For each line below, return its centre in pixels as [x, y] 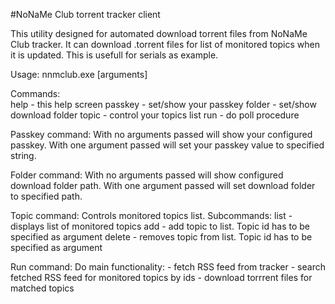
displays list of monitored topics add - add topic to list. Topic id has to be [160, 226]
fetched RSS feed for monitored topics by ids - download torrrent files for [161, 277]
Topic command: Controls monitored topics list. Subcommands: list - [151, 215]
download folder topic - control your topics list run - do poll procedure [155, 115]
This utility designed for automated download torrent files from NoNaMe [159, 33]
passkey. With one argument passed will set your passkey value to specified [167, 145]
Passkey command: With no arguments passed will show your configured [161, 134]
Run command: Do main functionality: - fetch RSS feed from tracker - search [168, 267]
